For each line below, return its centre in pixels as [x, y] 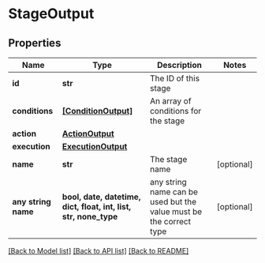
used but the [173, 202]
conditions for [175, 111]
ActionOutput [88, 133]
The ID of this [174, 78]
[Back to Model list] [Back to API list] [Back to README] [99, 251]
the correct [170, 222]
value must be [176, 212]
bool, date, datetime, [101, 197]
